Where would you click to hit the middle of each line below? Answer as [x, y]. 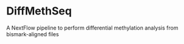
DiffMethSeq [39, 11]
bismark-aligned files [33, 34]
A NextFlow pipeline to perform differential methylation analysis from [92, 28]
